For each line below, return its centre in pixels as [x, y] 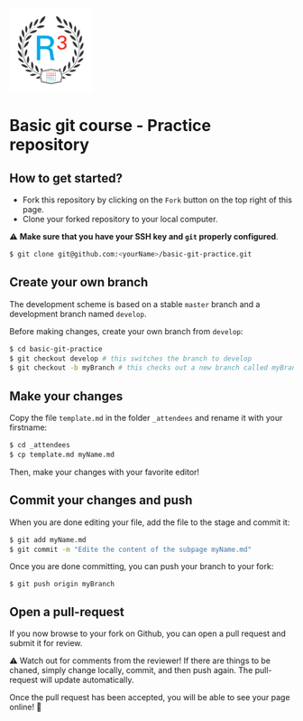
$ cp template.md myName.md [62, 454]
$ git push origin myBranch [62, 585]
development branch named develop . [78, 314]
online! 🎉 [26, 707]
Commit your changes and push [101, 500]
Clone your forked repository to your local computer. [120, 219]
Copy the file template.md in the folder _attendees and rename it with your [146, 418]
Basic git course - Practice [110, 126]
